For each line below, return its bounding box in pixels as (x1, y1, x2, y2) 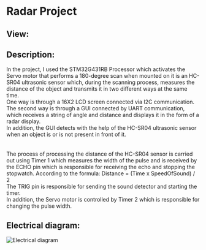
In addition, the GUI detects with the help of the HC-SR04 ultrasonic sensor (6, 124, 197, 132)
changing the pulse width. (6, 202, 72, 210)
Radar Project (6, 4, 77, 18)
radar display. (6, 118, 41, 125)
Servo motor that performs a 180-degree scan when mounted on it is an (6, 72, 188, 80)
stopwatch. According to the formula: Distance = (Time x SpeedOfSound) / (6, 170, 195, 177)
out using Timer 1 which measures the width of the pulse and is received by (6, 157, 197, 164)
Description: (6, 49, 55, 59)
